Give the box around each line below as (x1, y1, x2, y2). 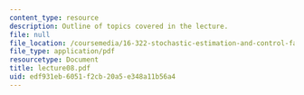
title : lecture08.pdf (9, 64, 91, 73)
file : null (9, 30, 51, 39)
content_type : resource (9, 13, 100, 23)
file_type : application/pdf (9, 47, 116, 56)
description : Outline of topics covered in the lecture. (9, 22, 229, 31)
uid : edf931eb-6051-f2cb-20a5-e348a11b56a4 (9, 72, 176, 81)
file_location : (9, 38, 67, 48)
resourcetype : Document (9, 55, 100, 64)
